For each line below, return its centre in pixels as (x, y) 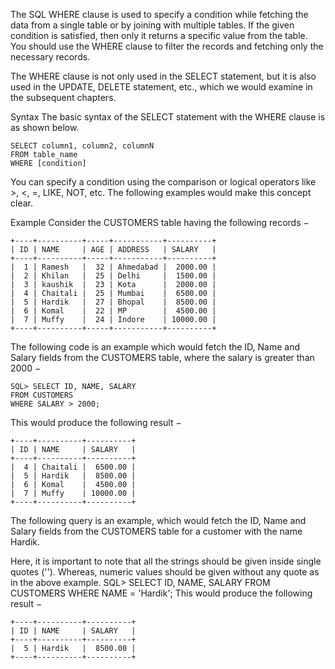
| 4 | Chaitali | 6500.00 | (73, 467)
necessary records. (50, 57)
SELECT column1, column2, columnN (82, 146)
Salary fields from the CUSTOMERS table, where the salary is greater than (162, 357)
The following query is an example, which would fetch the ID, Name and (158, 520)
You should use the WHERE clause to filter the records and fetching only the (167, 46)
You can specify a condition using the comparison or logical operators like (163, 182)
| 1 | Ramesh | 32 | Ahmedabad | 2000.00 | (113, 267)
